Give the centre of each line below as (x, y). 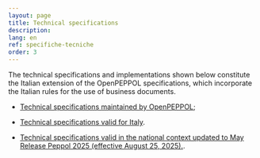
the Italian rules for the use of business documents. (92, 91)
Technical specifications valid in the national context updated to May (132, 137)
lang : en (23, 38)
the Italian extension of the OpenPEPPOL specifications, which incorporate (130, 83)
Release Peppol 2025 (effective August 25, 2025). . (102, 146)
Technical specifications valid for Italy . (82, 122)
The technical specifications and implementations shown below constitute (129, 75)
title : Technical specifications (63, 23)
